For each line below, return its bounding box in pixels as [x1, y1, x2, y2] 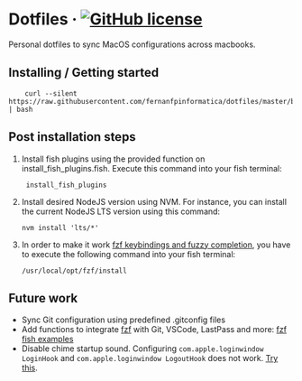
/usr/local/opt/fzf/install [21, 266, 127, 275]
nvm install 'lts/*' [21, 223, 99, 232]
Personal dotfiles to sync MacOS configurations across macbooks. [8, 39, 256, 50]
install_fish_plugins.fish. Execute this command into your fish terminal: [21, 163, 283, 173]
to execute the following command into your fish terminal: [21, 248, 236, 259]
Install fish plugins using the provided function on [21, 153, 206, 164]
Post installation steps [8, 129, 136, 144]
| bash [8, 105, 33, 114]
